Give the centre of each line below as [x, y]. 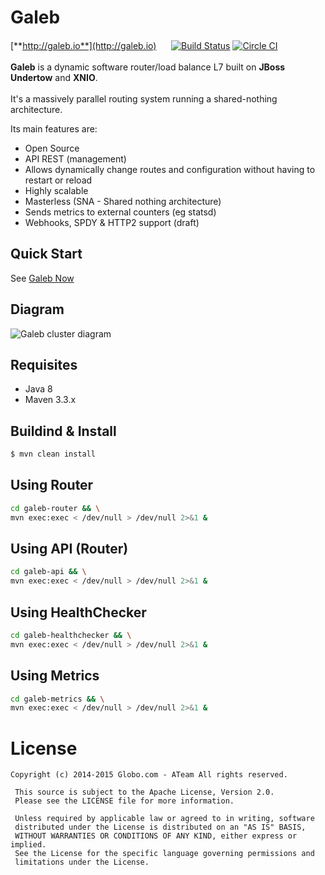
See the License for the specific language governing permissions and [164, 854]
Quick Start [46, 254]
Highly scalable [56, 190]
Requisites [44, 364]
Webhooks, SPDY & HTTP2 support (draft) [112, 222]
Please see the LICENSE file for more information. [124, 801]
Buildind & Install [63, 431]
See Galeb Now [42, 278]
